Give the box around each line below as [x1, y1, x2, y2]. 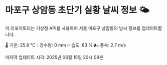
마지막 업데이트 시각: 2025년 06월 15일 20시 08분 [5, 54, 104, 60]
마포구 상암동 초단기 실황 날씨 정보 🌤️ [5, 4, 149, 16]
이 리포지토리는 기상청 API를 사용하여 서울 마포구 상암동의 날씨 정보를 [5, 25, 141, 31]
